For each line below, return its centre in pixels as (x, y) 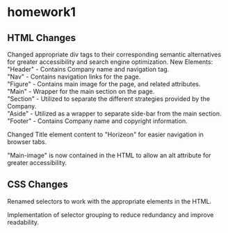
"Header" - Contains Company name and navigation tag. (88, 69)
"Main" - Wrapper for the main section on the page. (81, 91)
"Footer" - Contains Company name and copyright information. (97, 121)
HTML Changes (42, 38)
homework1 (42, 12)
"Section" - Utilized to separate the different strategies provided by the (109, 99)
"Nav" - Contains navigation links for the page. (74, 77)
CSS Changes (38, 185)
